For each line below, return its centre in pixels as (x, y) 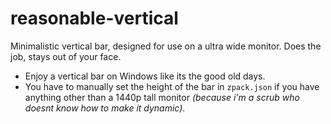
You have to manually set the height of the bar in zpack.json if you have (172, 86)
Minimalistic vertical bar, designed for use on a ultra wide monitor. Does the (166, 46)
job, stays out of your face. (66, 56)
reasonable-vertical (94, 18)
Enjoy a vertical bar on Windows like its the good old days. (145, 76)
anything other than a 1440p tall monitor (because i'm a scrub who (162, 97)
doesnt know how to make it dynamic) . (105, 108)
